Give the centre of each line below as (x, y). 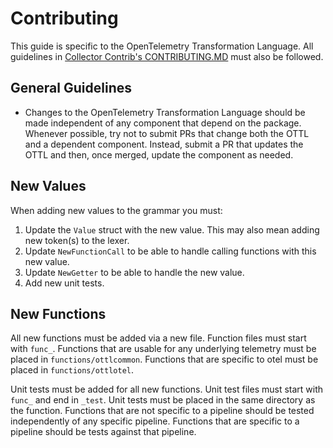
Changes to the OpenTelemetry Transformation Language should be (165, 112)
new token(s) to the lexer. (77, 240)
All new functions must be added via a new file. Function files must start (158, 338)
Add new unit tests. (64, 283)
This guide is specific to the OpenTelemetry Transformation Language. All (162, 46)
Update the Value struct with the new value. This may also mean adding (172, 229)
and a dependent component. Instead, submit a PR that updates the (164, 144)
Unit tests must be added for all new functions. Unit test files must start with (167, 389)
